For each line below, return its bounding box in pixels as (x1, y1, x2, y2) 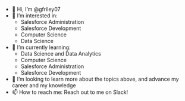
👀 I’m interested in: (11, 12, 58, 19)
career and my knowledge (11, 82, 76, 89)
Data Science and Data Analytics (20, 50, 101, 57)
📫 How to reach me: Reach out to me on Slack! (11, 88, 128, 96)
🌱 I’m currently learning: (11, 44, 71, 51)
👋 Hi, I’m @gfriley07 (11, 6, 61, 13)
